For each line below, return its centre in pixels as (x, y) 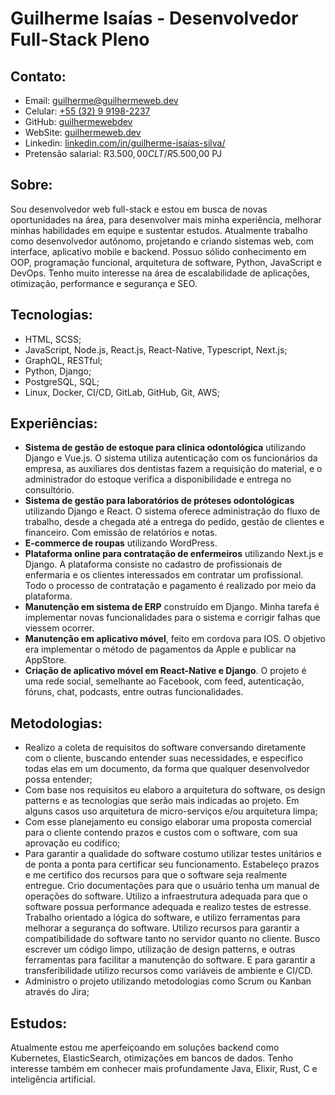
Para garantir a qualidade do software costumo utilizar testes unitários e (173, 854)
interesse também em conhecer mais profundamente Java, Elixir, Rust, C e (164, 1069)
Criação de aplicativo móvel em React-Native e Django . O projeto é (165, 671)
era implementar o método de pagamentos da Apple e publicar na (160, 649)
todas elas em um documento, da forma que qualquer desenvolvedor (167, 769)
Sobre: (31, 185)
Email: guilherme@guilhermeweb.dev (101, 100)
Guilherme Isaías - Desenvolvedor (154, 18)
